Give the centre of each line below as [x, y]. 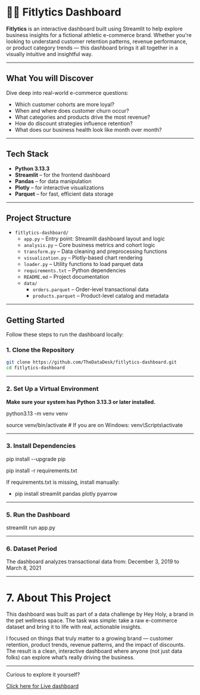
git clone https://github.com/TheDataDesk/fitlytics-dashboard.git [92, 362]
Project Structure [39, 218]
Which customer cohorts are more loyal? [65, 104]
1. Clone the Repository [40, 350]
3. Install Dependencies [41, 446]
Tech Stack [27, 154]
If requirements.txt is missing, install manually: [63, 482]
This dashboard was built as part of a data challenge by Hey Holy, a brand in [100, 614]
